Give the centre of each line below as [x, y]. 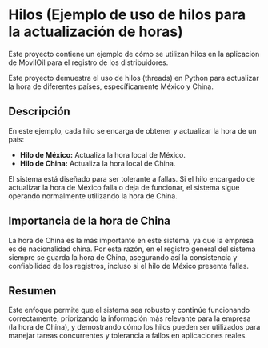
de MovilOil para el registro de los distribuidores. [88, 62]
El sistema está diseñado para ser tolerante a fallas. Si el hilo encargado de [132, 178]
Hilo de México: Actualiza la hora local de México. [103, 154]
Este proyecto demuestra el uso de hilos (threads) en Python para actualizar [134, 78]
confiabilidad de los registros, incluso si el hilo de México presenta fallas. [129, 266]
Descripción [39, 112]
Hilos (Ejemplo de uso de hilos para [127, 15]
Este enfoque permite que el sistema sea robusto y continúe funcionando [129, 310]
